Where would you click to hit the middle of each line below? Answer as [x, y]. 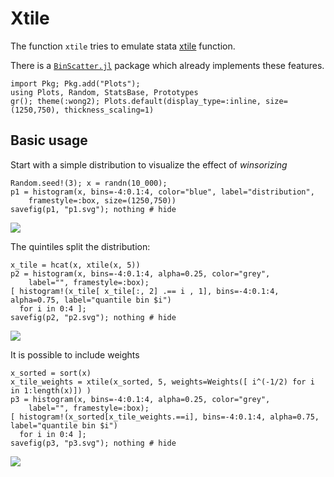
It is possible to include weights [75, 354]
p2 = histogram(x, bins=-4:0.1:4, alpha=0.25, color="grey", [140, 273]
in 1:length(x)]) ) [51, 390]
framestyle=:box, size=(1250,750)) [102, 200]
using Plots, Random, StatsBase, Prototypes [104, 92]
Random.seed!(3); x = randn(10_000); [89, 183]
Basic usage [49, 140]
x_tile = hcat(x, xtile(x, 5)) [75, 265]
